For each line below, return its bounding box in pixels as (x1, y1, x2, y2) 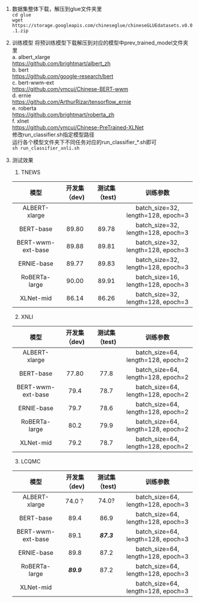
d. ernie (11, 92, 31, 99)
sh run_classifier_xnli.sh (11, 145, 80, 151)
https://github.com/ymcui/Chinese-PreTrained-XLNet (11, 124, 144, 131)
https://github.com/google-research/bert (11, 73, 114, 80)
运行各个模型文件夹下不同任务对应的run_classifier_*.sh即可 (11, 139, 157, 146)
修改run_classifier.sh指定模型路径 (11, 131, 95, 138)
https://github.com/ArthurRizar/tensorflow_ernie (11, 98, 132, 105)
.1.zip (11, 28, 29, 34)
